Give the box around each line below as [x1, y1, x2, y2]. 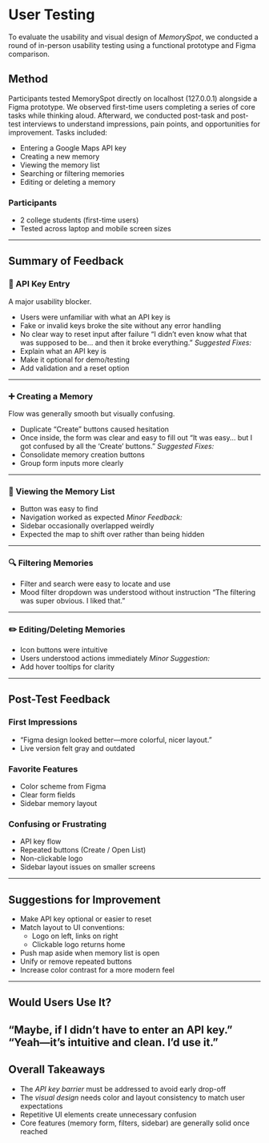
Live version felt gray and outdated [19, 743, 135, 753]
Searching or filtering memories [19, 168, 125, 178]
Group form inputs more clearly [19, 459, 124, 468]
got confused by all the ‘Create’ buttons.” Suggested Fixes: [19, 442, 215, 451]
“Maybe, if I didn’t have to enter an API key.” [8, 1023, 233, 1037]
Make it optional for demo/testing [19, 355, 130, 364]
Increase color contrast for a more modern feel [19, 965, 175, 975]
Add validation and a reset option [19, 363, 130, 373]
